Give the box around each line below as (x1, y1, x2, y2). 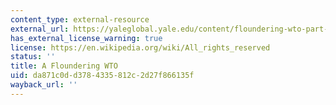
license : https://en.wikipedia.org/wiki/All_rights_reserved (10, 42, 271, 53)
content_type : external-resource (10, 14, 150, 25)
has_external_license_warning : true (10, 33, 163, 43)
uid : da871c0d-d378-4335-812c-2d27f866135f (10, 71, 195, 81)
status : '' (10, 52, 56, 62)
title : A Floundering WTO (10, 61, 118, 71)
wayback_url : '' (10, 80, 78, 90)
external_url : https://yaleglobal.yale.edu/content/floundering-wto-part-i (10, 24, 333, 34)
